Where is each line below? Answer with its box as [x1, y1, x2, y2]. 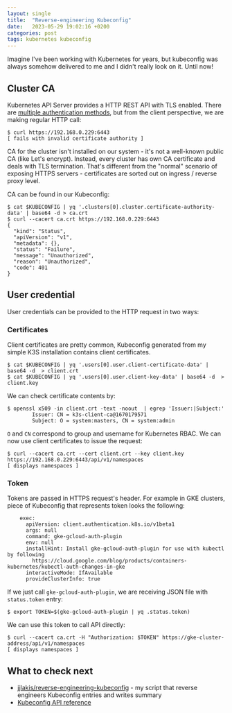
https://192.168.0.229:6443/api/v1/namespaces [7, 456, 144, 463]
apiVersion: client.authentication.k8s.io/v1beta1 [25, 521, 175, 528]
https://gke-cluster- [161, 634, 225, 642]
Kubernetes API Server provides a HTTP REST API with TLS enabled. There [7, 101, 222, 109]
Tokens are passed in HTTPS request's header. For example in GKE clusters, [7, 494, 225, 503]
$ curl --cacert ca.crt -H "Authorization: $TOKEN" [7, 634, 159, 642]
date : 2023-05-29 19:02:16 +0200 [7, 23, 110, 30]
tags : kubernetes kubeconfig [7, 36, 91, 43]
